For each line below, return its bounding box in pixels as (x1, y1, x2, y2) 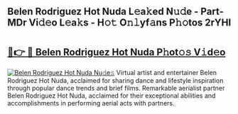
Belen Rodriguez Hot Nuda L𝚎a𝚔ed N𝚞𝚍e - (7, 6, 199, 18)
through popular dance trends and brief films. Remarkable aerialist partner (7, 84, 225, 92)
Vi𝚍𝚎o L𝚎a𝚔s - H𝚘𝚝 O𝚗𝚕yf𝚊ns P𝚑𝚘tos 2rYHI (28, 17, 232, 29)
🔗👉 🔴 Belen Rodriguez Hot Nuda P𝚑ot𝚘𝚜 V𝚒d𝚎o (7, 46, 226, 58)
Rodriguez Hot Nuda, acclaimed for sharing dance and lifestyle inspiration (7, 76, 224, 84)
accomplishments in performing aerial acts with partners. (7, 99, 175, 107)
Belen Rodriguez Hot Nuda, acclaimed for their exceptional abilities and (7, 91, 216, 100)
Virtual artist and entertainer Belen (116, 69, 217, 76)
